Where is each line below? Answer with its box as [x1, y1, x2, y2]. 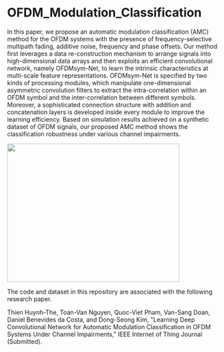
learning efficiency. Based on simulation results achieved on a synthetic [7, 115, 210, 123]
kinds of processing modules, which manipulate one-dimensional [7, 78, 191, 87]
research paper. [7, 294, 52, 303]
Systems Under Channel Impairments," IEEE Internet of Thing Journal [7, 330, 203, 338]
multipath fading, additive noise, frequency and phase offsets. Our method [7, 42, 218, 50]
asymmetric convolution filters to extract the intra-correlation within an [7, 86, 207, 94]
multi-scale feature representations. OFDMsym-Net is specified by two [7, 71, 208, 80]
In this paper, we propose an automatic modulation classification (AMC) [7, 27, 209, 36]
